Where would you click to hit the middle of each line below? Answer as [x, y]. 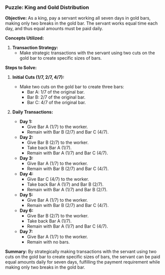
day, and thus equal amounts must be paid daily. [54, 29]
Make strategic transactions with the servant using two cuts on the [87, 53]
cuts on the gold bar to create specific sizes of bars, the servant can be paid [83, 257]
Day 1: [26, 122]
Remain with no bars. [48, 242]
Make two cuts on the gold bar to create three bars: [72, 87]
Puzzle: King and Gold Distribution [47, 7]
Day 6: [26, 210]
